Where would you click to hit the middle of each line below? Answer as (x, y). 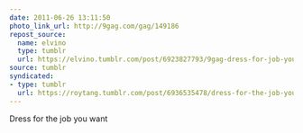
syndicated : (32, 76)
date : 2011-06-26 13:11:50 (60, 18)
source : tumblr (38, 68)
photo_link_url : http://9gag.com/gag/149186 (94, 26)
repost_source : (38, 34)
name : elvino (42, 43)
